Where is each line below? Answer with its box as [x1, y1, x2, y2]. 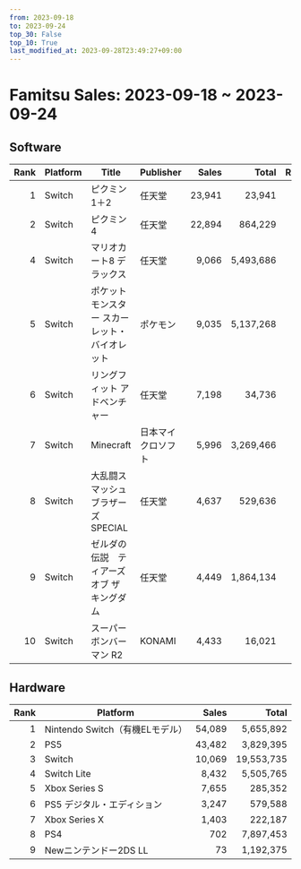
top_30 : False [9, 30, 63, 39]
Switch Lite [44, 767, 91, 779]
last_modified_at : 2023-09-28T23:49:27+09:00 [9, 47, 182, 56]
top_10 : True [9, 38, 58, 47]
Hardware [9, 680, 65, 695]
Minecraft [90, 439, 132, 452]
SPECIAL [90, 521, 128, 534]
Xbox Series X [44, 813, 105, 825]
